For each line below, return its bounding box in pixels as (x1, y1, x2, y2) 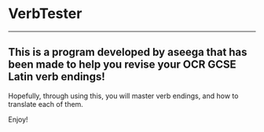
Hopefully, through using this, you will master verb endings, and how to (8, 91, 239, 101)
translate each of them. (8, 99, 84, 108)
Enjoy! (8, 115, 29, 124)
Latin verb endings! (8, 70, 106, 83)
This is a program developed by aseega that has (8, 46, 247, 59)
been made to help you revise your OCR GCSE (8, 58, 237, 71)
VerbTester (8, 5, 82, 23)
